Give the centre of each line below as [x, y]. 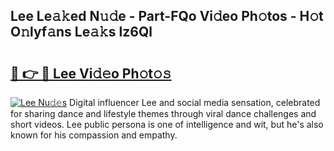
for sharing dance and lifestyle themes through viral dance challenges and [163, 113]
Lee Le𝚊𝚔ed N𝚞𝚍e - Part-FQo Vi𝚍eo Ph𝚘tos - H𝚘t [167, 16]
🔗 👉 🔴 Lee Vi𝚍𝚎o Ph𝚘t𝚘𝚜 [91, 73]
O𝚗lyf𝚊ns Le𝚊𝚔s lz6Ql [81, 32]
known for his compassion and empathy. [94, 135]
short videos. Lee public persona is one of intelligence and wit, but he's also [167, 124]
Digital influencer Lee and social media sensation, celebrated [195, 102]
